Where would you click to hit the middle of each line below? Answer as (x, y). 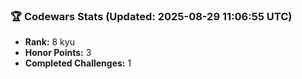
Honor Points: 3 (58, 53)
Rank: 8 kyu (49, 42)
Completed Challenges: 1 (78, 63)
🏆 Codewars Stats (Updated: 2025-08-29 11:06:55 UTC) (151, 16)
